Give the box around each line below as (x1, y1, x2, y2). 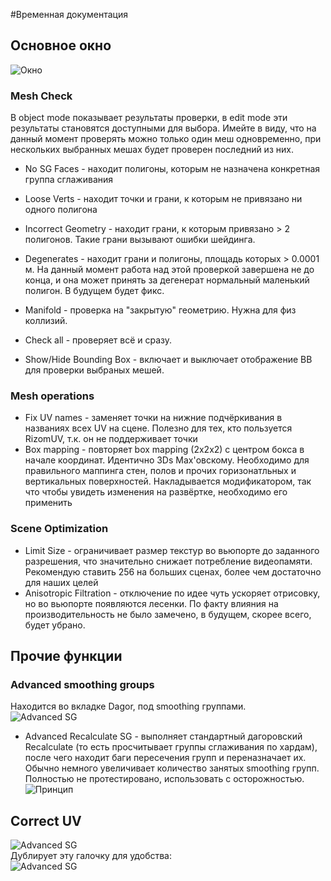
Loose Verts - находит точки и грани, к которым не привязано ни (24, 193, 303, 205)
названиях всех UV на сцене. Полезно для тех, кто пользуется (24, 422, 293, 434)
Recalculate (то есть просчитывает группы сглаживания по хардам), (24, 741, 318, 753)
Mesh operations (10, 389, 95, 403)
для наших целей (24, 576, 99, 588)
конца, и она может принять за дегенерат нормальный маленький (24, 274, 310, 286)
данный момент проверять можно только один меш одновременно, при (10, 133, 322, 145)
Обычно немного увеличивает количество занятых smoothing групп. (24, 762, 320, 774)
